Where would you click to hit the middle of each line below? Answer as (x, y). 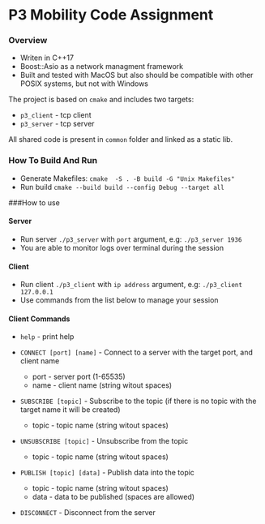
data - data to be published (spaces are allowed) (113, 497)
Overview (28, 41)
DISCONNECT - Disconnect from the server (88, 513)
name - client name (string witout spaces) (102, 385)
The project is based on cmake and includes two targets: (101, 100)
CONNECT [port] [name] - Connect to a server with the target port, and (137, 352)
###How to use (34, 202)
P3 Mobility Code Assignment (111, 15)
